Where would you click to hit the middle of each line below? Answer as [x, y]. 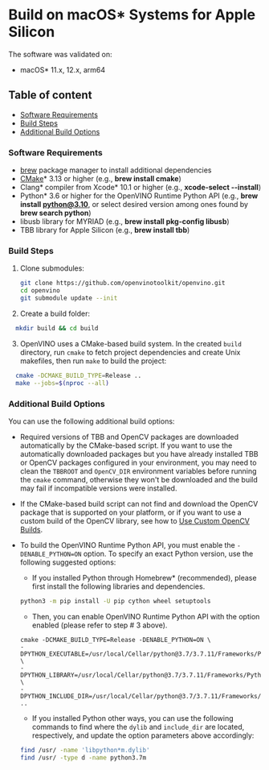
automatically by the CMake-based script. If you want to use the [126, 445]
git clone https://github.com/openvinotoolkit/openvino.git [122, 284]
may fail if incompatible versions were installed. [98, 488]
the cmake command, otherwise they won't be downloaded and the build [139, 479]
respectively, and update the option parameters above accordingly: [143, 735]
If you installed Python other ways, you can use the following [133, 718]
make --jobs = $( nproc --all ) [63, 383]
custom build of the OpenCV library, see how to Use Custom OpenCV [135, 520]
